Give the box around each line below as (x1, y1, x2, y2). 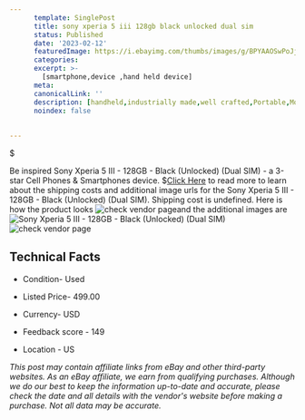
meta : (33, 81, 54, 90)
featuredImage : (33, 47, 92, 56)
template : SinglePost (33, 13, 116, 23)
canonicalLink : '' (33, 89, 103, 98)
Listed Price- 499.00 (22, 291, 101, 302)
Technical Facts (9, 249, 102, 265)
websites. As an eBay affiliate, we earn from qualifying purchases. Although (9, 371, 295, 382)
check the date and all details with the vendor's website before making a (9, 390, 283, 401)
